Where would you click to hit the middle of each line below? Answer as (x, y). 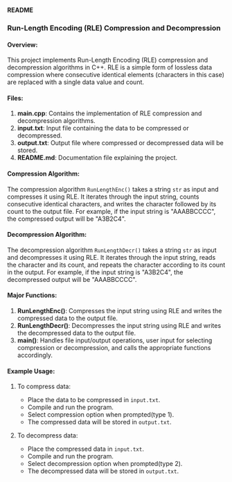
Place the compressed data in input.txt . (86, 449)
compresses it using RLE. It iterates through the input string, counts (103, 197)
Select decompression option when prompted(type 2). (105, 464)
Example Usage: (31, 371)
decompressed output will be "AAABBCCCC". (72, 279)
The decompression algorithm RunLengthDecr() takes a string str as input (112, 250)
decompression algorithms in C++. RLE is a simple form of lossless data (110, 67)
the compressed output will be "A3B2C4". (66, 219)
